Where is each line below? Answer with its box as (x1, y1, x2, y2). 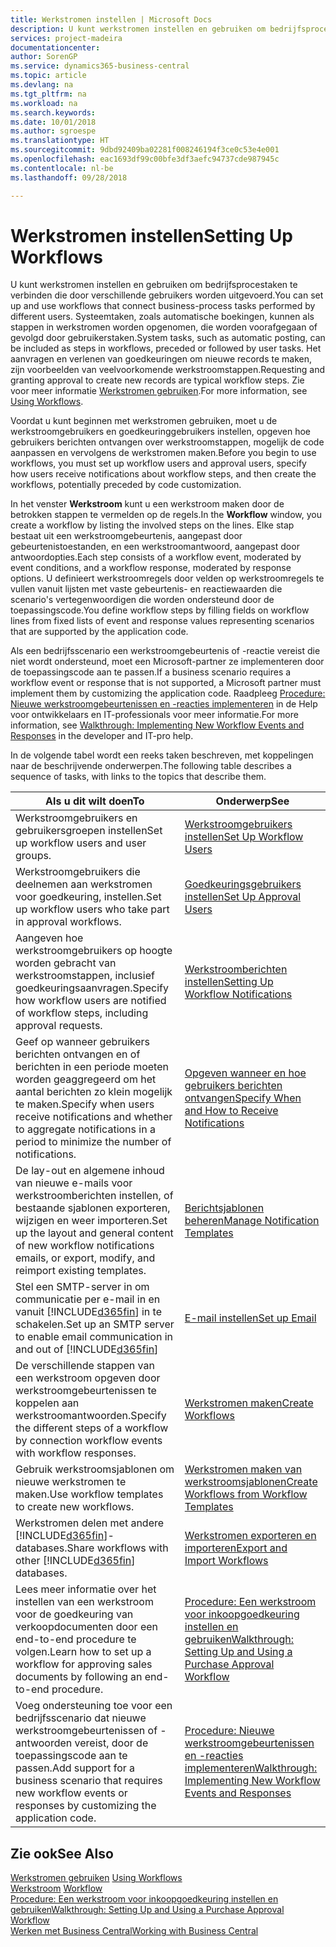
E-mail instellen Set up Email (184, 1311, 317, 1325)
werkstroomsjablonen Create (184, 1475, 318, 1489)
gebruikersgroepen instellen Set (15, 824, 163, 838)
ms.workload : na (10, 98, 78, 108)
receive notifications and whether (15, 1110, 173, 1124)
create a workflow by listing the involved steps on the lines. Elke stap (10, 519, 295, 531)
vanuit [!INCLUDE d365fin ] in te (15, 1305, 162, 1319)
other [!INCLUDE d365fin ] (15, 1554, 136, 1568)
